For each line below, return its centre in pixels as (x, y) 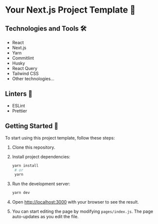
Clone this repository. (34, 147)
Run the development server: (41, 184)
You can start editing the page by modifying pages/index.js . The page (82, 211)
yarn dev (21, 193)
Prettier (19, 111)
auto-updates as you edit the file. (45, 217)
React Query (25, 68)
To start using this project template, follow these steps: (60, 138)
